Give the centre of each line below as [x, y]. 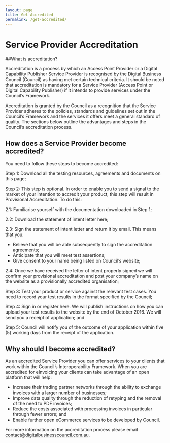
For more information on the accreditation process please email [72, 429]
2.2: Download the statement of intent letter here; [57, 219]
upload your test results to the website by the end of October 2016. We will [83, 312]
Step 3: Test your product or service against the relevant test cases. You [81, 292]
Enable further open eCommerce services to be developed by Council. [87, 420]
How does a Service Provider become [66, 143]
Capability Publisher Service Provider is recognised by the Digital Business [83, 74]
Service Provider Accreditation [72, 45]
